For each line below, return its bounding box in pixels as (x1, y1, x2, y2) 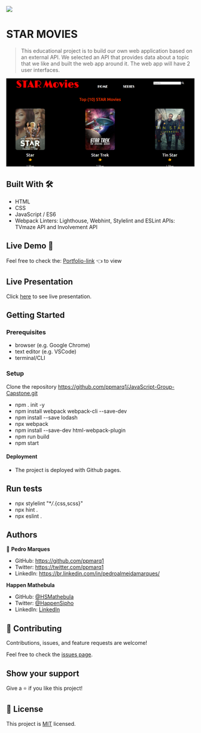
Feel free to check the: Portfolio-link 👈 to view (6, 257, 122, 264)
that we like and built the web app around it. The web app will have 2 (20, 60, 190, 67)
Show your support (6, 668, 80, 678)
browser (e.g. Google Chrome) (14, 342, 91, 349)
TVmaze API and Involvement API (14, 224, 98, 231)
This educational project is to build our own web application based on (20, 47, 193, 54)
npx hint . (14, 506, 38, 513)
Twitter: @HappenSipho (14, 600, 74, 607)
